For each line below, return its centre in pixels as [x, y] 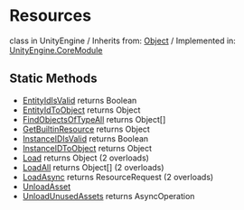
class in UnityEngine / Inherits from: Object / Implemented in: [123, 41]
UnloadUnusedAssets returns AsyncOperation [108, 196]
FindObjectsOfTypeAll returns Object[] [94, 119]
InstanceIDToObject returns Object [87, 148]
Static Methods [53, 79]
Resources [51, 16]
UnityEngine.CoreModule [56, 50]
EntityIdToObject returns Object [81, 110]
